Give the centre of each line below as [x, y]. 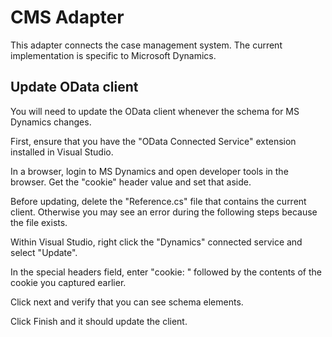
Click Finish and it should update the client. [99, 321]
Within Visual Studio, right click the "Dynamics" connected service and [156, 242]
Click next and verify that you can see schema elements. [127, 302]
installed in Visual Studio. [62, 152]
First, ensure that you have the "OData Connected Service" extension [153, 141]
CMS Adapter [67, 17]
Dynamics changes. [51, 122]
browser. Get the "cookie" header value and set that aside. [131, 182]
